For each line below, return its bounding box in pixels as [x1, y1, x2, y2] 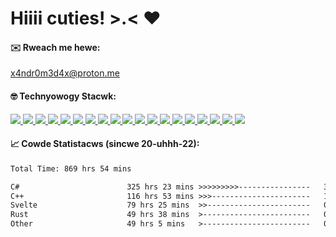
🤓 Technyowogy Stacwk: [10, 90, 117, 102]
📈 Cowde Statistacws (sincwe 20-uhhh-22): [10, 138, 200, 150]
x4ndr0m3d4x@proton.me [10, 67, 120, 79]
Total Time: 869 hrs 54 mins [10, 163, 132, 174]
